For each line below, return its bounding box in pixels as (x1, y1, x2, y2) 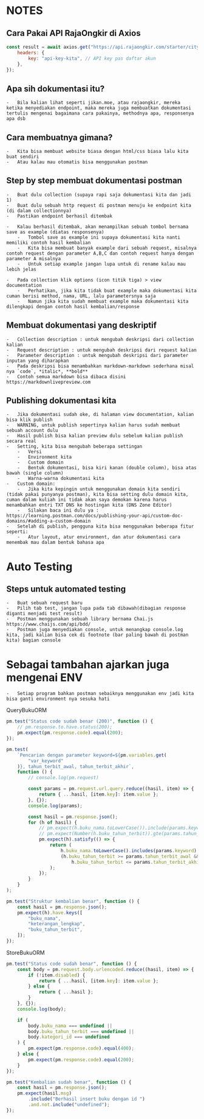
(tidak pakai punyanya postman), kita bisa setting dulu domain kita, (6, 492, 189, 498)
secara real (6, 438, 36, 445)
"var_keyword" (28, 758, 64, 764)
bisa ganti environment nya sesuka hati (6, 696, 110, 702)
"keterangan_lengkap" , (28, 921, 86, 927)
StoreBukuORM (6, 948, 45, 956)
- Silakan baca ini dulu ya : (17, 507, 99, 514)
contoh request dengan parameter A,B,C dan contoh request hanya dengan (6, 250, 194, 256)
